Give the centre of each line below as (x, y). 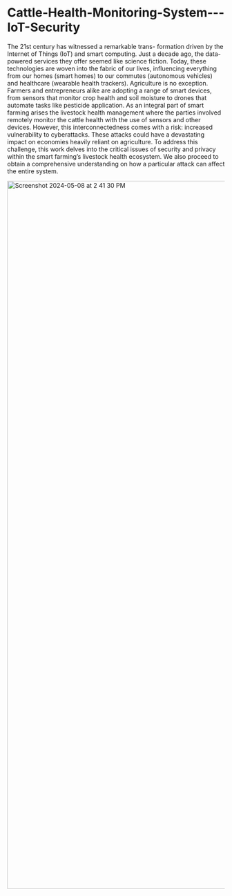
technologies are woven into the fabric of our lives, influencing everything (112, 68)
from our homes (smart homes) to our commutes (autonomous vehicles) (110, 76)
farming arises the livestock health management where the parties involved (114, 113)
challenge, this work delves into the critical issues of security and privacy (112, 149)
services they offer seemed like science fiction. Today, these (120, 61)
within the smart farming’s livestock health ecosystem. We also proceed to (113, 156)
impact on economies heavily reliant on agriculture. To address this (103, 142)
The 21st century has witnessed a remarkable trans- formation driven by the (115, 46)
